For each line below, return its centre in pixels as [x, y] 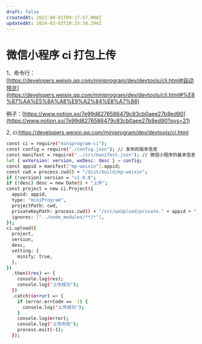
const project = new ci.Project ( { [50, 189]
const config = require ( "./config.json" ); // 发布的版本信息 [82, 149]
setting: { [25, 251]
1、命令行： [21, 73]
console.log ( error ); [43, 319]
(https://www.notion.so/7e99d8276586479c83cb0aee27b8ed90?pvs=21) [98, 121]
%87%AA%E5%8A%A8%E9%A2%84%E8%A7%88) [73, 101]
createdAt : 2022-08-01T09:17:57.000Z [54, 18]
